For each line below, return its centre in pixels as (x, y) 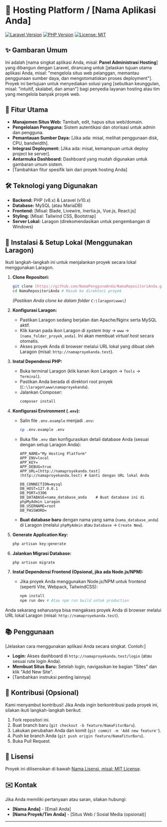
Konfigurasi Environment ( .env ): (46, 411)
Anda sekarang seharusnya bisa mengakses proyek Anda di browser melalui (83, 610)
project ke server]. (31, 154)
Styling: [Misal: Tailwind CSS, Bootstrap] (54, 216)
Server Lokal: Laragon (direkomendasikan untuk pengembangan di (81, 221)
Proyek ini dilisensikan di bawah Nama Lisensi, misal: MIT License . (73, 769)
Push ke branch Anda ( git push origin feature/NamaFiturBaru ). (78, 736)
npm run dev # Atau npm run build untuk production (74, 601)
